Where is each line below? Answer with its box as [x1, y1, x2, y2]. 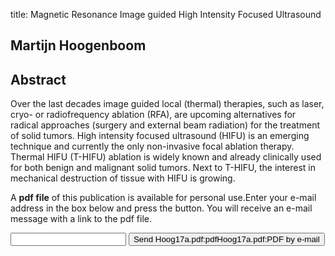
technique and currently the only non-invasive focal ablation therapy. [10, 140, 295, 153]
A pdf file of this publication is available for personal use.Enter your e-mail [10, 192, 317, 204]
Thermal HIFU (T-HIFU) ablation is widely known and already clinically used [10, 151, 322, 163]
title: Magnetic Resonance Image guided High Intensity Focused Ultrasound [10, 9, 322, 20]
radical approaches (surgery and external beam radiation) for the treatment [10, 119, 320, 131]
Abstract [10, 71, 67, 88]
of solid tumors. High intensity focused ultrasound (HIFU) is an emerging [10, 130, 310, 142]
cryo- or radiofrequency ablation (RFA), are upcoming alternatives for [10, 109, 297, 121]
